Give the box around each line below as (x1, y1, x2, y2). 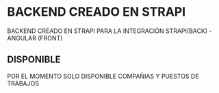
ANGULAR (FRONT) (7, 34, 63, 42)
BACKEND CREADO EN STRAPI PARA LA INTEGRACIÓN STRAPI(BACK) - (7, 27, 212, 35)
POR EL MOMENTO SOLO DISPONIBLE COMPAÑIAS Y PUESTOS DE (7, 72, 200, 80)
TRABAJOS (7, 79, 40, 88)
